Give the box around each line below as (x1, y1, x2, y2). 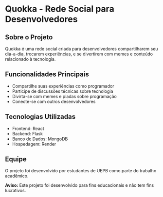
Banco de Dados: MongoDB (12, 136, 68, 142)
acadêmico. (5, 173, 29, 179)
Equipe (5, 155, 27, 164)
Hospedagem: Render (12, 141, 56, 147)
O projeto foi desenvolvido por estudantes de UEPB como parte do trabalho (5, 168, 157, 174)
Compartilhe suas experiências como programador (12, 83, 114, 89)
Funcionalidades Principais (5, 70, 89, 79)
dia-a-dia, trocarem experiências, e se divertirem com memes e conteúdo (5, 51, 153, 57)
